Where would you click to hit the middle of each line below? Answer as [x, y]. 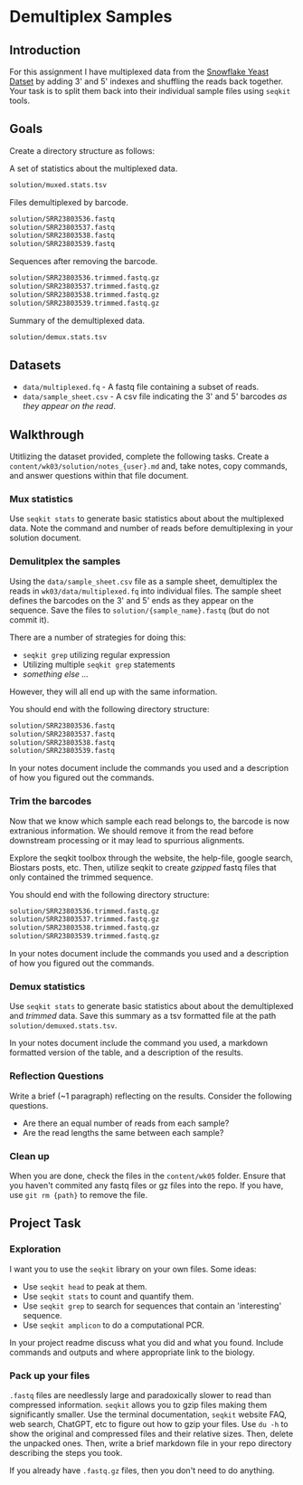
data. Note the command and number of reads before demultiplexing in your [151, 528]
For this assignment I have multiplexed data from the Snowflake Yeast [139, 71]
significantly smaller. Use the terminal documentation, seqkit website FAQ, [148, 1414]
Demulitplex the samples [65, 561]
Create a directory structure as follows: [82, 150]
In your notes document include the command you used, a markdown [139, 1043]
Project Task [45, 1223]
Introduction [45, 50]
